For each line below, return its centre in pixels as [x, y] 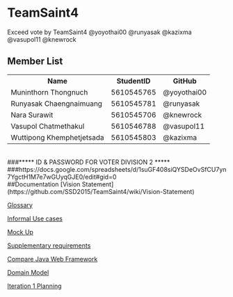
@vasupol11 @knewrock [42, 39]
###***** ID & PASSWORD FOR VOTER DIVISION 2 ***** [89, 162]
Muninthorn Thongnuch [49, 92]
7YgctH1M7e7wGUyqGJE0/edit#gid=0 [62, 177]
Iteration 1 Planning [34, 286]
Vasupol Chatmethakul [48, 126]
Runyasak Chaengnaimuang [57, 104]
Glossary [20, 205]
